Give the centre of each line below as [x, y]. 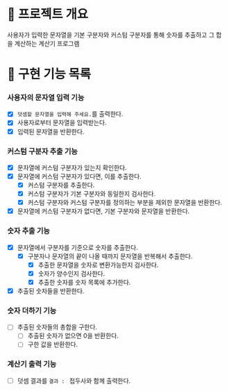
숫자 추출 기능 [29, 231]
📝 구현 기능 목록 [49, 74]
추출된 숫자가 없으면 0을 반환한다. [73, 336]
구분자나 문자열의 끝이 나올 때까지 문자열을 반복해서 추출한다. [110, 256]
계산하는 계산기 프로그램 [47, 43]
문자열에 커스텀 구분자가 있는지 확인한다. [72, 167]
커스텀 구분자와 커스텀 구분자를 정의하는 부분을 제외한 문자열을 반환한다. [125, 203]
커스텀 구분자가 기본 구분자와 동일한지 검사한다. [92, 194]
